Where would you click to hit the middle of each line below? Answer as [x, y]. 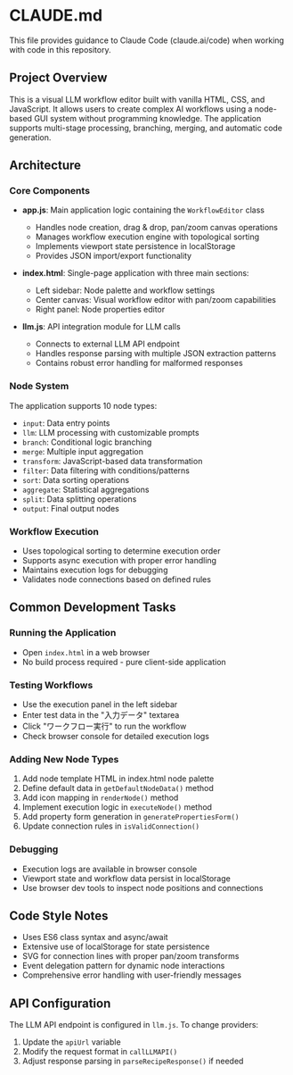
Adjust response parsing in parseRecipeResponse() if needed [133, 1061]
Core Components [50, 191]
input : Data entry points [66, 423]
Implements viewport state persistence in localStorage [135, 246]
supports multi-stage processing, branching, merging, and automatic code [146, 128]
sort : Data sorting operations [76, 479]
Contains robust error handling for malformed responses [139, 363]
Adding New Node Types [64, 759]
